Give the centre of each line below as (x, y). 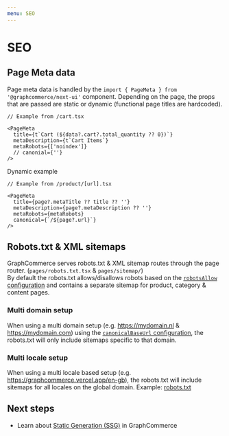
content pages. (28, 292)
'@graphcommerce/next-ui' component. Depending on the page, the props (111, 96)
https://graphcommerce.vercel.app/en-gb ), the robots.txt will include (105, 380)
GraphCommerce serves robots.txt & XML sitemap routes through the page (113, 263)
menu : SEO (21, 13)
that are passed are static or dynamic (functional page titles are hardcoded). (115, 104)
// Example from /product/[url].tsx (59, 184)
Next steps (31, 409)
